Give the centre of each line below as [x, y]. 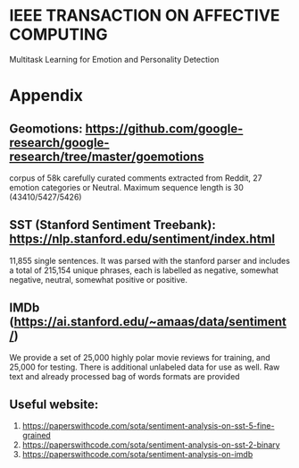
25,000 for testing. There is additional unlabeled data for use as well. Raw [145, 367]
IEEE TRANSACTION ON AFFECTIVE [145, 16]
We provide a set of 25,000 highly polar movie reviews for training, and [140, 357]
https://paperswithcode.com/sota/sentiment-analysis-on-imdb [137, 455]
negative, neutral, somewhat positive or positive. [98, 279]
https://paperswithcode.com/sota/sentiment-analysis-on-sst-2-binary [151, 445]
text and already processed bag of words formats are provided [125, 376]
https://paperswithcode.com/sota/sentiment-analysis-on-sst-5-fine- [148, 426]
